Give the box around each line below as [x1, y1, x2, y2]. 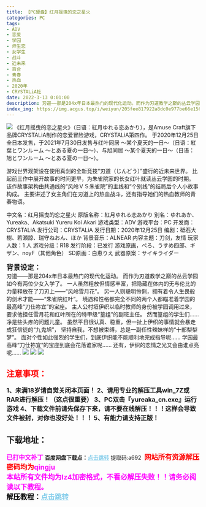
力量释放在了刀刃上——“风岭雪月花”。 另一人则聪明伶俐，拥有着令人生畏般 [6, 288, 196, 295]
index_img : [6, 105, 34, 112]
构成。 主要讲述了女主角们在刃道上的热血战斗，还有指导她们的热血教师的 [6, 190, 191, 197]
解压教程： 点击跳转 [6, 493, 69, 501]
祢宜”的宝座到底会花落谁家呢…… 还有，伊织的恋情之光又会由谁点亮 [30, 341, 199, 348]
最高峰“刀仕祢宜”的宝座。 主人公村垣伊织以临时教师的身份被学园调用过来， [6, 303, 196, 310]
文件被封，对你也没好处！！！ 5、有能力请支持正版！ [6, 414, 159, 422]
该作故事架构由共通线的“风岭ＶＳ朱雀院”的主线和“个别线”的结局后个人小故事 [6, 182, 199, 190]
